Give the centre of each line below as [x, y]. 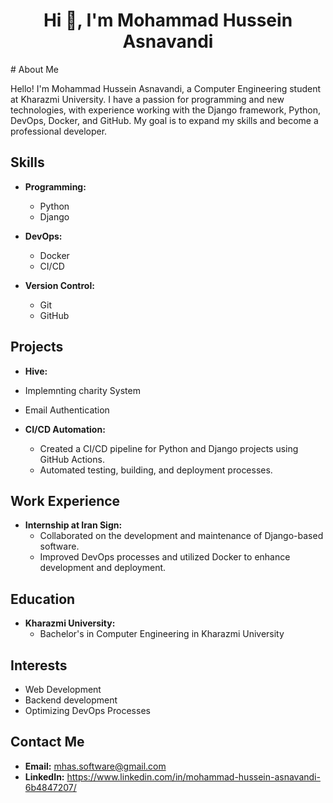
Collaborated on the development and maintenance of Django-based [181, 536]
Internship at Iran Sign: [73, 525]
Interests [39, 665]
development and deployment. [103, 568]
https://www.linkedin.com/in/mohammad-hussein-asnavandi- [193, 776]
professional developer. [59, 131]
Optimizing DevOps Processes [87, 710]
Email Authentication [67, 410]
